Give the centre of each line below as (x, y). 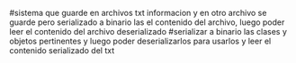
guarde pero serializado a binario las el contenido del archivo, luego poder (147, 22)
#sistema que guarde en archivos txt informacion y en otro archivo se (138, 13)
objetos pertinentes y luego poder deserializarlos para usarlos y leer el (140, 41)
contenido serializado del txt (62, 51)
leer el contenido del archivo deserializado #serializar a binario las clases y (148, 31)
